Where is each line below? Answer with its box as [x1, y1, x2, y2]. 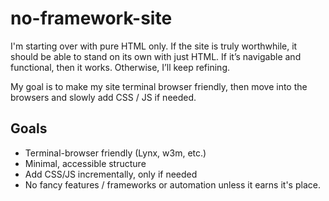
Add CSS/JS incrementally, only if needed [24, 168, 198, 180]
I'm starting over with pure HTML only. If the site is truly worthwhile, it [10, 40, 298, 52]
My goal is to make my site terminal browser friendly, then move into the [10, 80, 308, 92]
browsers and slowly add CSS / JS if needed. [10, 91, 197, 103]
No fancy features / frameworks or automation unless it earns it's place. [24, 178, 321, 191]
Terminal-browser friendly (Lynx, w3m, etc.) [24, 147, 207, 159]
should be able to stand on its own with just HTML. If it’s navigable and [10, 50, 302, 62]
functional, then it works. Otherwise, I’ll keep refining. [10, 61, 230, 73]
